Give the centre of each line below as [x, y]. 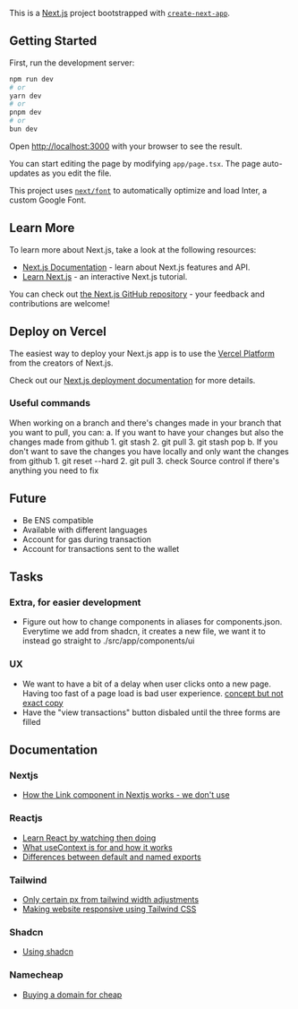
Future [28, 499]
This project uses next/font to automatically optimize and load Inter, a [138, 190]
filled [31, 721]
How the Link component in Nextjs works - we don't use [126, 795]
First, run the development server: [72, 63]
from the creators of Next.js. [61, 363]
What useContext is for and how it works [97, 847]
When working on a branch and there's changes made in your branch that [145, 423]
